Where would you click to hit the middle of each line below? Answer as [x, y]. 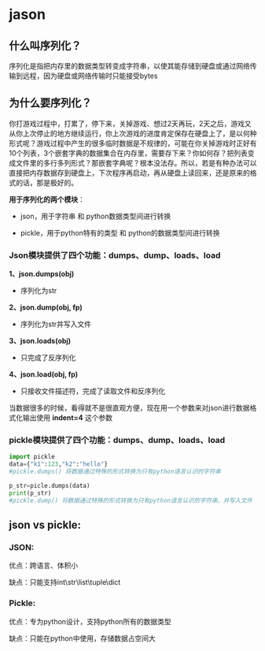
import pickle [32, 457]
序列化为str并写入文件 [56, 324]
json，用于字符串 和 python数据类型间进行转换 [96, 216]
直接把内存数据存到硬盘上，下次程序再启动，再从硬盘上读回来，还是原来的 [129, 173]
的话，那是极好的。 [46, 182]
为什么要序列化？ [50, 103]
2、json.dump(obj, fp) [46, 307]
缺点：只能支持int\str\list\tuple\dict [65, 582]
